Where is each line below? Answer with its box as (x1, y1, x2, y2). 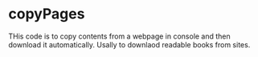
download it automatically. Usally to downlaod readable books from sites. (8, 39, 251, 49)
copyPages (8, 5, 85, 23)
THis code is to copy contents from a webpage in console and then (8, 31, 231, 41)
